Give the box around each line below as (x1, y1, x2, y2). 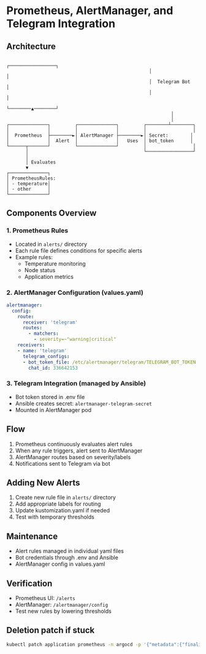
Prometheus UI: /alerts (15, 595, 75, 602)
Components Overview (6, 208, 97, 218)
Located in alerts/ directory (15, 240, 88, 248)
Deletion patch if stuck (6, 625, 95, 636)
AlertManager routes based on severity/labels (15, 453, 131, 460)
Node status (24, 266, 56, 273)
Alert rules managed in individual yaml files (15, 547, 124, 555)
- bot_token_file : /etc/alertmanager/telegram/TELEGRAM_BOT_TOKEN (22, 359, 196, 365)
